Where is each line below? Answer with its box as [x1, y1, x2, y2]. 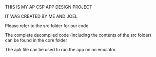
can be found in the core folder [5, 37, 67, 43]
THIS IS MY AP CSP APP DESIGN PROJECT [5, 4, 93, 10]
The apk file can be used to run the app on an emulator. [5, 47, 117, 52]
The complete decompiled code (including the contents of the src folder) [5, 32, 152, 38]
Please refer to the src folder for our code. [5, 23, 90, 28]
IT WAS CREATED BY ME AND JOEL [5, 14, 78, 19]
